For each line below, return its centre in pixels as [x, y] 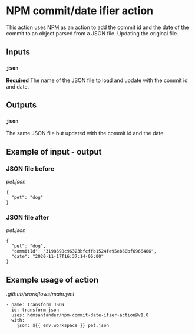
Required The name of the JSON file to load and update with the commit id [97, 80]
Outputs [22, 105]
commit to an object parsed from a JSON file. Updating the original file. [92, 33]
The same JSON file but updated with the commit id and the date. [86, 133]
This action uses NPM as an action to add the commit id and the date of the [97, 27]
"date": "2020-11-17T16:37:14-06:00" [58, 257]
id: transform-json [35, 310]
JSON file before [30, 168]
